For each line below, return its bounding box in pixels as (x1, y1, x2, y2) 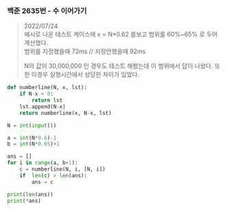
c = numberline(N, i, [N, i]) (19, 166, 106, 173)
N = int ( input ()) (7, 122, 57, 129)
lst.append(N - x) (19, 103, 67, 110)
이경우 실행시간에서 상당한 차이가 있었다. (31, 71, 140, 79)
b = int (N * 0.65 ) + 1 (7, 140, 60, 148)
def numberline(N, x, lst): (7, 84, 88, 91)
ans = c (32, 178, 53, 186)
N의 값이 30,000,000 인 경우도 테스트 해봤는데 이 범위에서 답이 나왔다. (23, 62, 213, 70)
